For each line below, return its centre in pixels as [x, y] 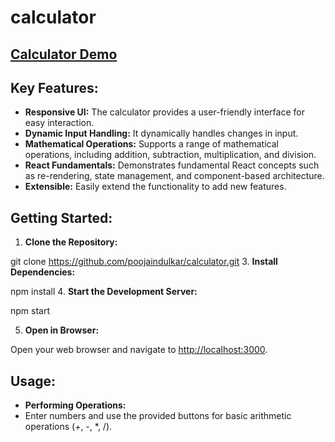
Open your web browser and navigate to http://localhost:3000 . [139, 350]
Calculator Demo [64, 54]
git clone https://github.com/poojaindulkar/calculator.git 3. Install [144, 262]
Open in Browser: [62, 330]
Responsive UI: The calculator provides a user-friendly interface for [164, 112]
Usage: [33, 381]
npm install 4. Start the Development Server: [104, 292]
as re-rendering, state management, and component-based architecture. [174, 176]
